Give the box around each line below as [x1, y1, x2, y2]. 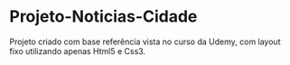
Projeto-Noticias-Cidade [9, 6, 198, 27]
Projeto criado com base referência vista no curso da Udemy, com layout [9, 36, 281, 47]
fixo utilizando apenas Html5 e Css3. [9, 45, 146, 56]
